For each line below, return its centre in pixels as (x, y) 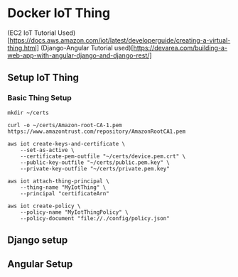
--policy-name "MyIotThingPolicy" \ (75, 212)
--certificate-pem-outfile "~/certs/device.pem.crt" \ (103, 156)
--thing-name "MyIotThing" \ (63, 187)
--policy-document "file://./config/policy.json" (95, 218)
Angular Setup (40, 264)
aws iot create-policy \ (44, 206)
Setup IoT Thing (43, 78)
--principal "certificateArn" (65, 193)
